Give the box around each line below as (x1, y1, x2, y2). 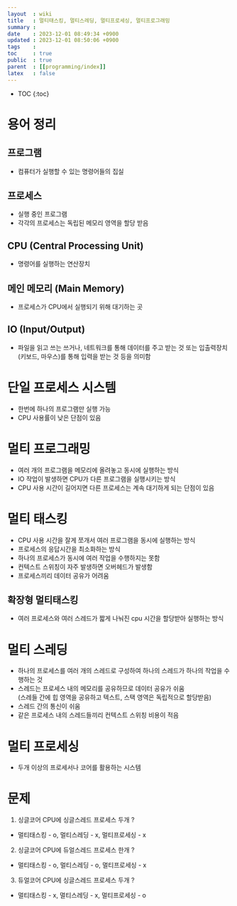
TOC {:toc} (17, 89, 50, 98)
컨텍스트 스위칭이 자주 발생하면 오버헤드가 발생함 (17, 562, 153, 571)
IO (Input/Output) (7, 324, 85, 336)
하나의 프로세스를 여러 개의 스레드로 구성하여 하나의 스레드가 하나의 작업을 (17, 667, 223, 675)
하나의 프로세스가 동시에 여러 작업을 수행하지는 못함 (17, 553, 160, 562)
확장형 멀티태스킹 (7, 594, 79, 606)
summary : (7, 23, 37, 31)
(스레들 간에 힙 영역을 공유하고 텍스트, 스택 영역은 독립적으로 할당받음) (17, 693, 211, 702)
